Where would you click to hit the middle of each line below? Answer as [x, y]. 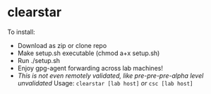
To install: [21, 32]
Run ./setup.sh [39, 60]
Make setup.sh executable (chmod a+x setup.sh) [89, 53]
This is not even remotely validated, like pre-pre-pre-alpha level [110, 76]
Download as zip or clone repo [62, 45]
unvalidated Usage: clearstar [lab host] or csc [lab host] [105, 83]
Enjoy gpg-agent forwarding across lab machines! [90, 68]
